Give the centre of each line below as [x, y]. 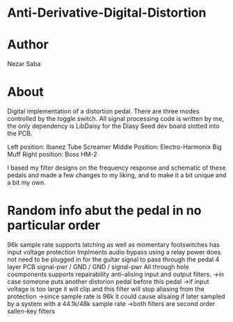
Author [28, 45]
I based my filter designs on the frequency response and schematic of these [116, 168]
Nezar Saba [24, 64]
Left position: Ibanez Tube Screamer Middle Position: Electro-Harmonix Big [115, 147]
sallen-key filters [31, 311]
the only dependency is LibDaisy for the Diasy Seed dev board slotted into [114, 126]
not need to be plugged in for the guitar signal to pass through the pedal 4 [113, 259]
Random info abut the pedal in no [104, 211]
